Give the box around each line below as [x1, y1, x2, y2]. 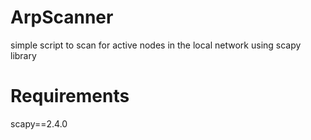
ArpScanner [10, 6, 114, 29]
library [10, 49, 37, 61]
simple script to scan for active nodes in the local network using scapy [10, 39, 302, 51]
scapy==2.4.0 [10, 117, 68, 130]
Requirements [10, 85, 130, 108]
